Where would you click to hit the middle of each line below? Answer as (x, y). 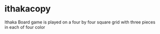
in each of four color (25, 27)
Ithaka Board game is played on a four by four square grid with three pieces (80, 22)
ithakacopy (28, 9)
